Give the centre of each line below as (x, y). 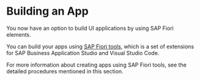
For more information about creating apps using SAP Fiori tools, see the (96, 65)
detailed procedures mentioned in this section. (65, 71)
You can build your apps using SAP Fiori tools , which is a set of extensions (100, 46)
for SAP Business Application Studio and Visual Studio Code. (83, 53)
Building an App (47, 11)
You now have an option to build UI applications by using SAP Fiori (90, 28)
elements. (19, 34)
